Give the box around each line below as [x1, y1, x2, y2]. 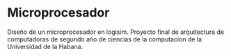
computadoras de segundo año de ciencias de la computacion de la [7, 35, 202, 43]
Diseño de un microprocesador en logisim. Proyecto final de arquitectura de [7, 28, 225, 36]
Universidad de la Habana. [7, 42, 83, 50]
